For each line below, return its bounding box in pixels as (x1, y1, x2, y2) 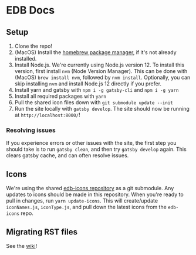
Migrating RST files (6, 227, 78, 237)
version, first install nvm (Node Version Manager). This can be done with (14, 68, 188, 74)
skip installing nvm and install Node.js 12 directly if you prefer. (14, 80, 162, 87)
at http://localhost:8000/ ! (14, 111, 80, 118)
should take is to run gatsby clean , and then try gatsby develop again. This (6, 145, 187, 153)
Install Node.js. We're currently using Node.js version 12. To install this (14, 61, 185, 68)
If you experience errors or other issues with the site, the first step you (6, 140, 177, 147)
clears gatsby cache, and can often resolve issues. (6, 152, 129, 159)
